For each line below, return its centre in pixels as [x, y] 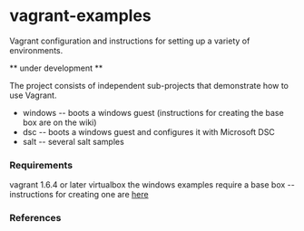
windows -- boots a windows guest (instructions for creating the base [153, 112]
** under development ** [56, 68]
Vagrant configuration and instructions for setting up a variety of [130, 41]
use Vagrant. [33, 95]
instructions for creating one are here [79, 195]
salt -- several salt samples [73, 141]
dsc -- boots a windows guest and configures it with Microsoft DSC [148, 131]
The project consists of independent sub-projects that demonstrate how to [149, 85]
